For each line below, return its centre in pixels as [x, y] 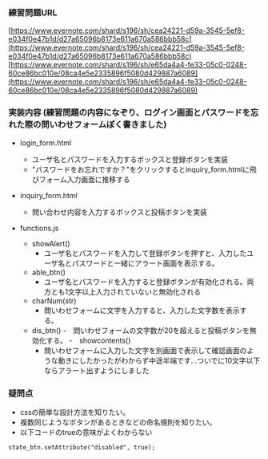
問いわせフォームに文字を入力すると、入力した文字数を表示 [142, 310]
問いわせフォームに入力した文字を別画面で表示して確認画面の [145, 350]
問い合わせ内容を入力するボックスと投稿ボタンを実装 [120, 212]
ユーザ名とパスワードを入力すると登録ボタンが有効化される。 [146, 282]
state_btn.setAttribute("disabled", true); [82, 447]
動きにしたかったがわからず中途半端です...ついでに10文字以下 [159, 360]
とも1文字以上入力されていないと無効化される [126, 291]
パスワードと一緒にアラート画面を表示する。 [146, 263]
